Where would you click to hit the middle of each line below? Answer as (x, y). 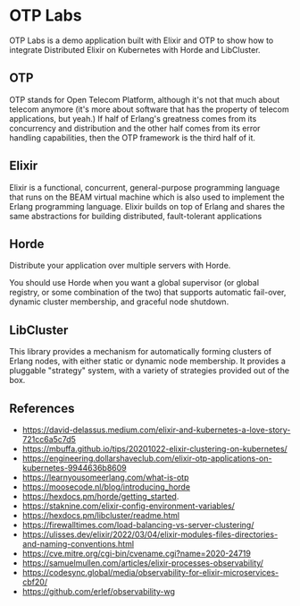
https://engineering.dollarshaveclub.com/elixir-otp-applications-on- (147, 458)
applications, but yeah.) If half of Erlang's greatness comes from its (133, 118)
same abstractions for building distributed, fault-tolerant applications (136, 216)
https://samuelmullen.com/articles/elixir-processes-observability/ (142, 563)
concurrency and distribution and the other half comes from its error (135, 128)
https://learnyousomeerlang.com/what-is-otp (105, 477)
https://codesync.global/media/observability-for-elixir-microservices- (150, 572)
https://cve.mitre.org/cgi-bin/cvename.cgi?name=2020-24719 (137, 553)
